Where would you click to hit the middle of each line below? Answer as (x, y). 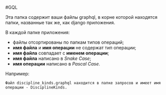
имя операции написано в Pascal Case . (56, 64)
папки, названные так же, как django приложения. (60, 23)
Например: (17, 74)
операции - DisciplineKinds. (36, 87)
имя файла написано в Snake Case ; (52, 58)
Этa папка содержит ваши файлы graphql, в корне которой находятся (81, 17)
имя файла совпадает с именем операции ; (61, 53)
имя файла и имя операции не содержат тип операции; (74, 47)
